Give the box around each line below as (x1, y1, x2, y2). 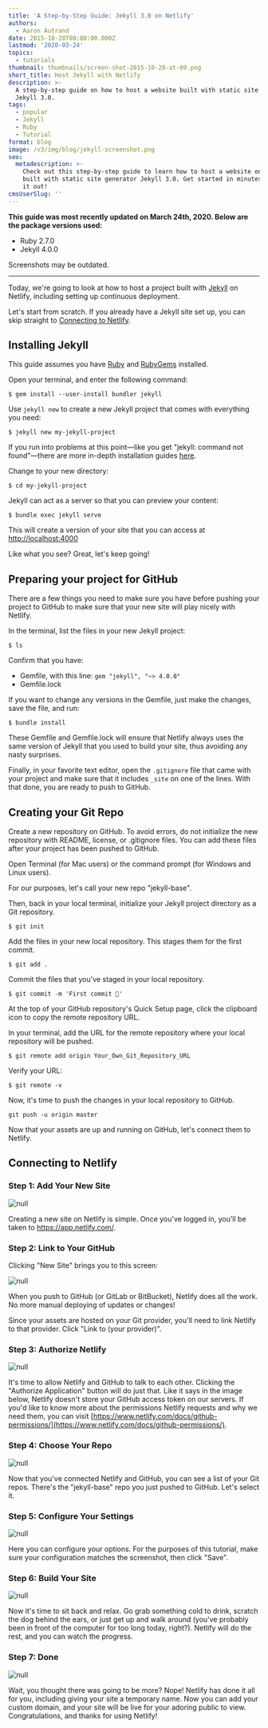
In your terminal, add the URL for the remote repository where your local (8, 1028, 246, 1038)
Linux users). (8, 868, 52, 877)
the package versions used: (8, 220, 103, 230)
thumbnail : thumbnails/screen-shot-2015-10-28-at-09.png (8, 64, 202, 72)
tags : (8, 101, 26, 109)
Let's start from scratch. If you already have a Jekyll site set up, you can (8, 307, 246, 316)
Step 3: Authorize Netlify (8, 1344, 107, 1355)
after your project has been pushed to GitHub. (8, 844, 160, 853)
